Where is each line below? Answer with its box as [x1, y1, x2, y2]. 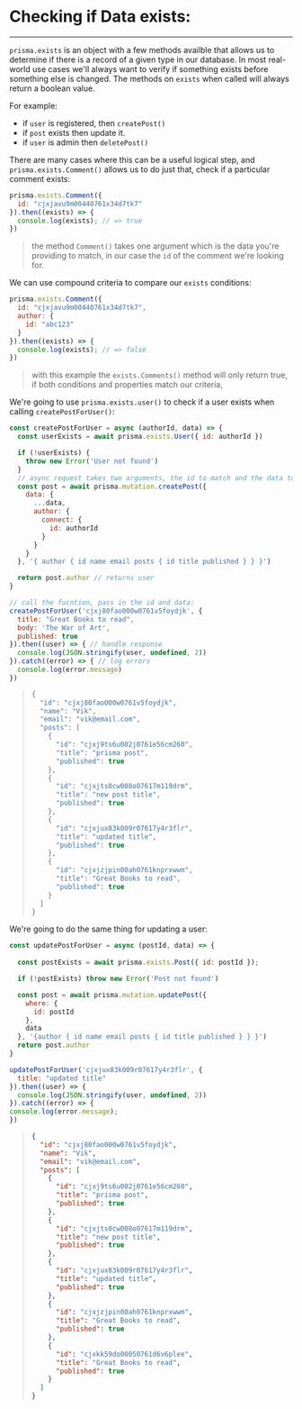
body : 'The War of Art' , [17, 623, 111, 632]
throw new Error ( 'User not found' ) [25, 457, 159, 466]
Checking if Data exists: [9, 6, 191, 27]
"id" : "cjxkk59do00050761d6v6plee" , [55, 1350, 193, 1359]
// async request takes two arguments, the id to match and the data [17, 473, 283, 483]
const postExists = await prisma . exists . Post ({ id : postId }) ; [17, 958, 259, 968]
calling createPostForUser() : [9, 406, 115, 417]
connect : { [41, 515, 83, 524]
